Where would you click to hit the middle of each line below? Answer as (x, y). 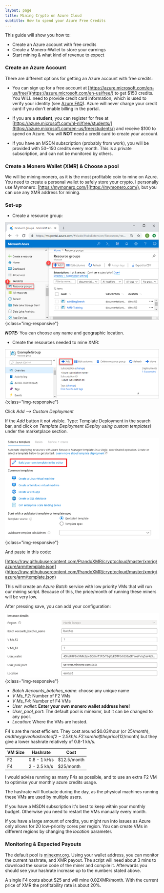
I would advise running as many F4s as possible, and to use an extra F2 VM (81, 777)
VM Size (16, 752)
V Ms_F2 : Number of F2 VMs (41, 696)
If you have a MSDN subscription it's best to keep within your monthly (75, 806)
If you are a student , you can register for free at (60, 118)
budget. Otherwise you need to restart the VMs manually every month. (76, 812)
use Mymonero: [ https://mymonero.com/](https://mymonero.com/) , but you (81, 187)
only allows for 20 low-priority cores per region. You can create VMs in (76, 827)
